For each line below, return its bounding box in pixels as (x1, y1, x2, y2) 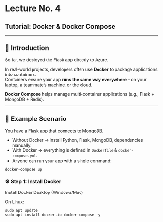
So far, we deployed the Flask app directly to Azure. (5, 57, 109, 63)
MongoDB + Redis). (5, 96, 45, 102)
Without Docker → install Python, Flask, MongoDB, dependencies (12, 137, 143, 143)
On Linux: (5, 199, 24, 205)
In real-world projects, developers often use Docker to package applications (5, 66, 158, 72)
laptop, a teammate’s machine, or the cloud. (5, 82, 93, 88)
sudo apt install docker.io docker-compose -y (5, 212, 101, 217)
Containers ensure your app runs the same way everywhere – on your (5, 76, 147, 82)
